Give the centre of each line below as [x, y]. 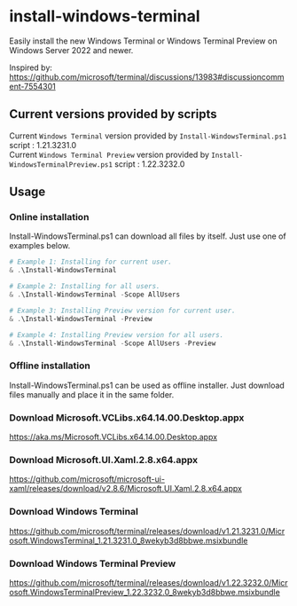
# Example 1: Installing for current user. [91, 262]
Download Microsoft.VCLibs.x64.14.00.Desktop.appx [127, 417]
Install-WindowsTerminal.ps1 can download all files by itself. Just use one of [148, 236]
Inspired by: [31, 67]
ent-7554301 [32, 86]
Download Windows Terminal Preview [93, 563]
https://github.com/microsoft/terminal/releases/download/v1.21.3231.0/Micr [147, 531]
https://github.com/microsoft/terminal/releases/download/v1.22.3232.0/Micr [148, 582]
